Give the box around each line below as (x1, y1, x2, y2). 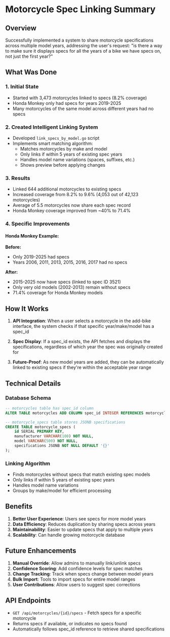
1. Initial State (5, 83, 39, 90)
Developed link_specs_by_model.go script (12, 135, 100, 141)
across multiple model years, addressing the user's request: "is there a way (5, 43, 163, 49)
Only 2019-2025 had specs (12, 254, 70, 260)
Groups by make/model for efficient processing (12, 488, 111, 494)
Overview (5, 24, 37, 32)
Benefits (5, 502, 33, 511)
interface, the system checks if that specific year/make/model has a (12, 323, 154, 329)
